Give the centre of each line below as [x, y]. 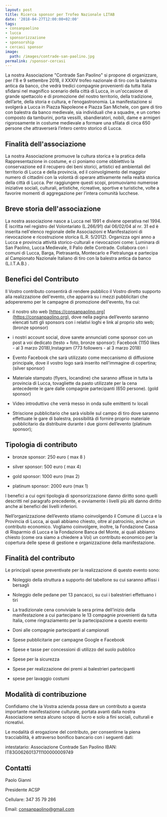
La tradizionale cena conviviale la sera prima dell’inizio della [74, 610]
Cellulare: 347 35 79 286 [31, 799]
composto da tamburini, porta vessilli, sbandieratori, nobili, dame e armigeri [83, 117]
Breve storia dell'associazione [53, 209]
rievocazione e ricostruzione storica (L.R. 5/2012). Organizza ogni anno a [80, 237]
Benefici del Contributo [42, 279]
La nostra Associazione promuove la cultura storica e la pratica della [75, 156]
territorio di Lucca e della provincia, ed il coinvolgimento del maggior [76, 172]
